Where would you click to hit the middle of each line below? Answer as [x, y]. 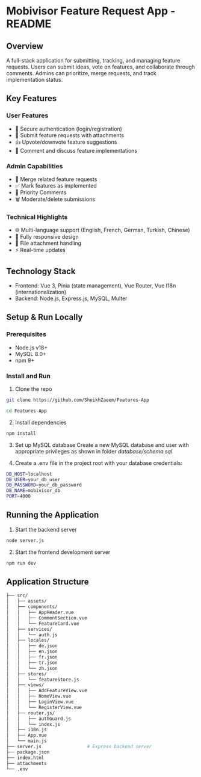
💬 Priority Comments [41, 192]
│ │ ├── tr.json [32, 663]
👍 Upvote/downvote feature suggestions [66, 142]
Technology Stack [41, 271]
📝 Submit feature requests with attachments [70, 135]
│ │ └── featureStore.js [43, 680]
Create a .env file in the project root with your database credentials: [98, 463]
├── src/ [17, 596]
